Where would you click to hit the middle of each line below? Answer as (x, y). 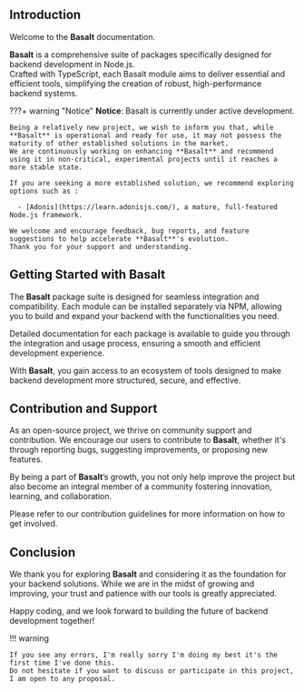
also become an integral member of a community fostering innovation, (141, 486)
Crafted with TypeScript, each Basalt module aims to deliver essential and (147, 74)
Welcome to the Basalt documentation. (83, 36)
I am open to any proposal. (63, 679)
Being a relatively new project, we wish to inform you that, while (142, 127)
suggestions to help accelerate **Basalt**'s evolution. (119, 239)
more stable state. (46, 167)
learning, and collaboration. (60, 496)
